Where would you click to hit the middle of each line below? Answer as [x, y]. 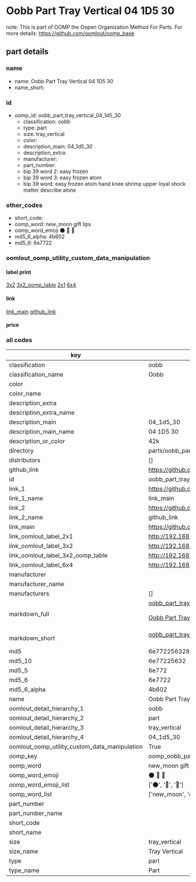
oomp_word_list [31, 794]
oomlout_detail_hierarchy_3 [46, 728]
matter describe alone [50, 190]
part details [27, 52]
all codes [19, 340]
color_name [25, 394]
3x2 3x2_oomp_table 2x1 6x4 [41, 285]
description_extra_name [42, 413]
